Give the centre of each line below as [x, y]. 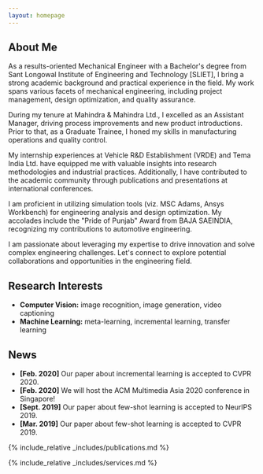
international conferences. [51, 189]
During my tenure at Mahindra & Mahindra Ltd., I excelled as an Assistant [126, 115]
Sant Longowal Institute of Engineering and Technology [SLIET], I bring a [126, 75]
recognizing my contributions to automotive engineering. [100, 229]
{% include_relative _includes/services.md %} [83, 463]
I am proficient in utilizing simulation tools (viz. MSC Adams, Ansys [116, 204]
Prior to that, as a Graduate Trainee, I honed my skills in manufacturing [122, 131]
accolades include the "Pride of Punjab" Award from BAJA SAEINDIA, [120, 220]
